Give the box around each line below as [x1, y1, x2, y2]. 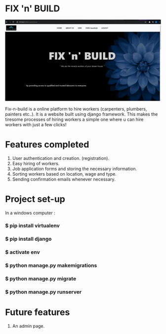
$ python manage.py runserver [5, 288, 82, 295]
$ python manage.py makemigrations [5, 262, 97, 269]
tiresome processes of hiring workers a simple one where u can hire [5, 116, 144, 122]
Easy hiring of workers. [12, 161, 60, 167]
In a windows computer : [5, 210, 55, 216]
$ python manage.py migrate [5, 275, 77, 282]
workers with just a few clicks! [5, 122, 67, 128]
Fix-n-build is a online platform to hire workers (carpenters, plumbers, [5, 106, 147, 112]
